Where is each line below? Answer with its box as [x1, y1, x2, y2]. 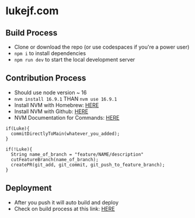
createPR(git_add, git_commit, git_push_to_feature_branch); [11, 162, 165, 168]
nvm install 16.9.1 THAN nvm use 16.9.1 [14, 95, 117, 102]
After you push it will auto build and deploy [14, 198, 119, 206]
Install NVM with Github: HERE [14, 108, 88, 115]
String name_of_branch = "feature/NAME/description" [11, 151, 144, 158]
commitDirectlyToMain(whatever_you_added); [11, 130, 120, 137]
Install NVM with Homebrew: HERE [14, 101, 99, 108]
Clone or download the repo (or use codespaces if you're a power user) [14, 43, 190, 50]
